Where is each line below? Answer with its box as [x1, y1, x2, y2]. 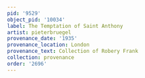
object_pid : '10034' [7, 16, 66, 23]
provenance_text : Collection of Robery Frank [7, 48, 138, 55]
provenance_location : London [7, 41, 90, 48]
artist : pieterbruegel [7, 28, 71, 36]
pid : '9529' [7, 9, 41, 17]
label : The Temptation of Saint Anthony [7, 22, 124, 29]
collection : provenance [7, 54, 75, 61]
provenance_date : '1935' [7, 35, 78, 42]
